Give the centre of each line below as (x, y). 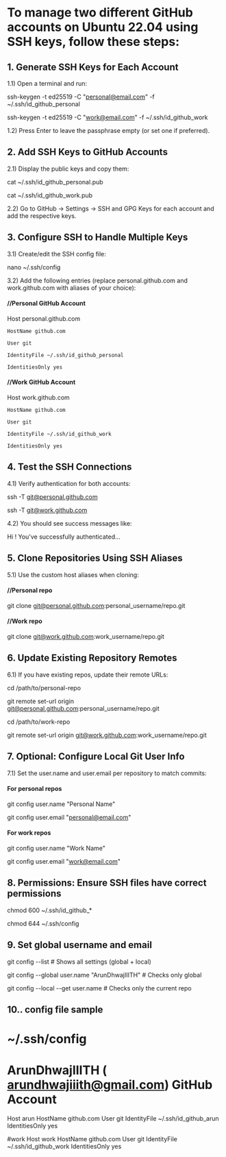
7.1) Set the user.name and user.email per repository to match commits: (107, 773)
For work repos (29, 833)
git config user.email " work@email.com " (64, 862)
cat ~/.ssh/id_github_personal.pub (55, 182)
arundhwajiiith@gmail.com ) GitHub (110, 1085)
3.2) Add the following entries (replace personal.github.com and (98, 280)
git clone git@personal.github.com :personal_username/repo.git (96, 605)
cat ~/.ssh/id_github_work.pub (50, 195)
